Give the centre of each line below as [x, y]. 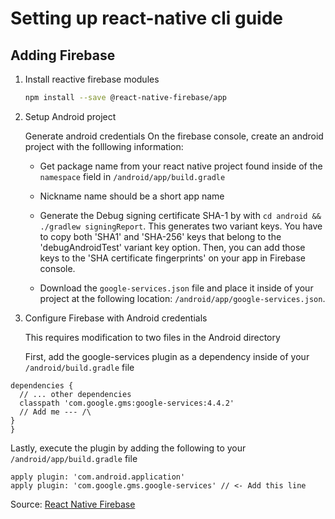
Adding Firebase [63, 55]
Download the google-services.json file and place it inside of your [176, 288]
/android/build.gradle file [79, 367]
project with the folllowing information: [104, 146]
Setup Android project [70, 116]
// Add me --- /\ [55, 412]
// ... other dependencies [75, 394]
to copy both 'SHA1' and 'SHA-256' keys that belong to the [160, 236]
